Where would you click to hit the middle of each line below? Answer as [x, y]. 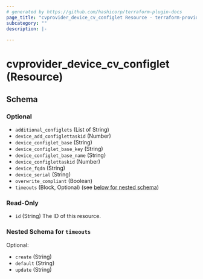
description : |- [27, 29]
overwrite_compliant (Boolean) [53, 181]
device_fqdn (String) [40, 168]
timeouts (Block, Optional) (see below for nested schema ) [87, 187]
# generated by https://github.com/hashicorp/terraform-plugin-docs [94, 12]
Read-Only [23, 203]
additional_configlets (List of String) [62, 130]
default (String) [35, 263]
